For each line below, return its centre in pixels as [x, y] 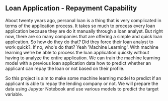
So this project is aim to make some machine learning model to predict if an [83, 78]
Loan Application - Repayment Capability [71, 8]
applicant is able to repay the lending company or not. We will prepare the [82, 83]
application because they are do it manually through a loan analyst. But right [84, 31]
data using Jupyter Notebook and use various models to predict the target [82, 89]
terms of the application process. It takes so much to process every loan [80, 26]
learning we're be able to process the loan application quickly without [77, 52]
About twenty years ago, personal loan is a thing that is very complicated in [83, 20]
